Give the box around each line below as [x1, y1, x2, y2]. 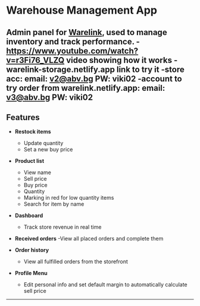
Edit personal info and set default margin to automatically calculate [23, 281, 187, 288]
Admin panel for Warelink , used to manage [6, 27, 168, 37]
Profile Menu [14, 270, 48, 277]
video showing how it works [66, 55, 173, 65]
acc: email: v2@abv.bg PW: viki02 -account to [6, 74, 183, 84]
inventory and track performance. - [6, 36, 140, 46]
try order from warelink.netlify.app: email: [6, 83, 165, 93]
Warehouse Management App [6, 4, 158, 17]
